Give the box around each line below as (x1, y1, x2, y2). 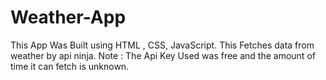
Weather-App (10, 6, 127, 29)
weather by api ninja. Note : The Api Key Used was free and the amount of (10, 49, 316, 61)
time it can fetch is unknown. (10, 60, 130, 72)
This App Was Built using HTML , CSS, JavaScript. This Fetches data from (10, 39, 315, 51)
